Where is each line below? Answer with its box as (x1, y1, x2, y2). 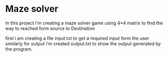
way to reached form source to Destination (5, 25, 95, 31)
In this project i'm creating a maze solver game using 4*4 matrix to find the (5, 20, 163, 26)
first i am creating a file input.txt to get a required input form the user (5, 35, 150, 41)
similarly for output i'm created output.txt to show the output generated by (5, 40, 161, 46)
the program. (5, 46, 33, 52)
